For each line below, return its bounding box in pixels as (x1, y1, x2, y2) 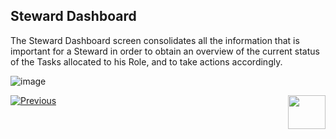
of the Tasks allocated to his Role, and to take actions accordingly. (10, 55, 283, 68)
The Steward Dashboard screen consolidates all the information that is (10, 34, 300, 46)
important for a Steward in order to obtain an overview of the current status (10, 45, 320, 57)
